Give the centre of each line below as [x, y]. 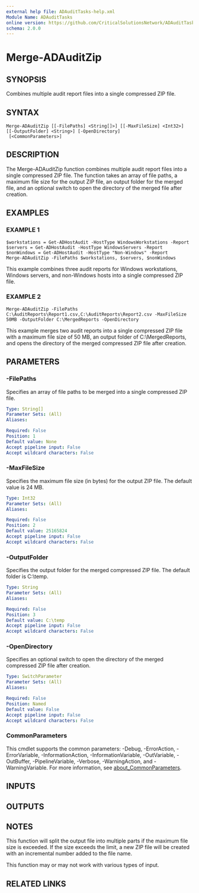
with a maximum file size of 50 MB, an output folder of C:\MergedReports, [96, 337]
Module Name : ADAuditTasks [39, 17]
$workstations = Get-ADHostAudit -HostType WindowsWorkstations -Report [98, 242]
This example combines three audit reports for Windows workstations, [92, 269]
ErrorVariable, [23, 755]
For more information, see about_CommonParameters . [115, 768]
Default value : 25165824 [37, 531]
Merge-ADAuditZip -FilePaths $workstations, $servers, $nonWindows [91, 258]
